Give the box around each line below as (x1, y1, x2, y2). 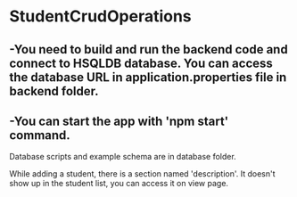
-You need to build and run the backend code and (9, 42, 288, 57)
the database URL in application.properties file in (9, 70, 287, 85)
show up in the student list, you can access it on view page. (9, 178, 229, 189)
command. (9, 127, 71, 143)
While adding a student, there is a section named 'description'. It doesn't (9, 168, 276, 179)
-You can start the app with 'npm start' (9, 113, 229, 128)
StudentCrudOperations (9, 6, 192, 27)
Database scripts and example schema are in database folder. (9, 152, 236, 162)
